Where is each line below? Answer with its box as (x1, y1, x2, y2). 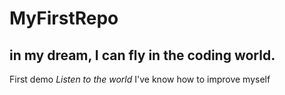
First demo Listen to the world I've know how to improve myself (9, 73, 271, 85)
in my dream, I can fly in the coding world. (9, 47, 276, 64)
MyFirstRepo (9, 7, 119, 30)
